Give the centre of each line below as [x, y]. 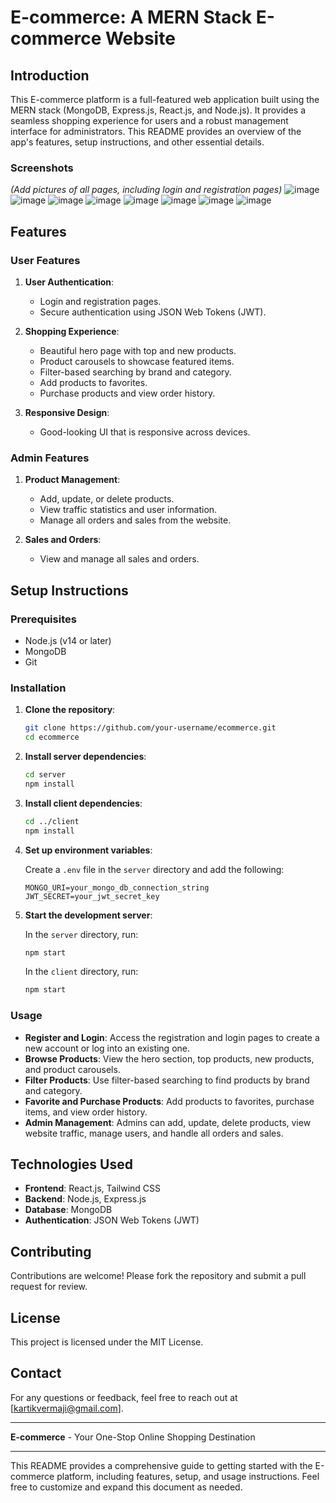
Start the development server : [88, 915]
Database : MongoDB [68, 1210]
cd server [45, 775]
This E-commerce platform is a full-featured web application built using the [165, 99]
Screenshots [42, 168]
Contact [36, 1373]
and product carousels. [72, 1069]
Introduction [50, 75]
